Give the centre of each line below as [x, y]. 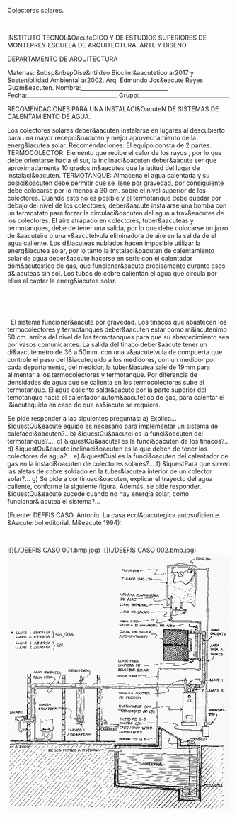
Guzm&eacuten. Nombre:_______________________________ [88, 88]
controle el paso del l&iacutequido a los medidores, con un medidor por [111, 360]
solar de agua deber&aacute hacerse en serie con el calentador [100, 258]
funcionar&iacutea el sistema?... [54, 501]
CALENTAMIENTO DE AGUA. [49, 117]
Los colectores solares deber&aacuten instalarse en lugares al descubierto [116, 130]
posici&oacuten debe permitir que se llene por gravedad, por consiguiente [116, 183]
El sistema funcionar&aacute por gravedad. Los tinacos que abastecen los [118, 322]
